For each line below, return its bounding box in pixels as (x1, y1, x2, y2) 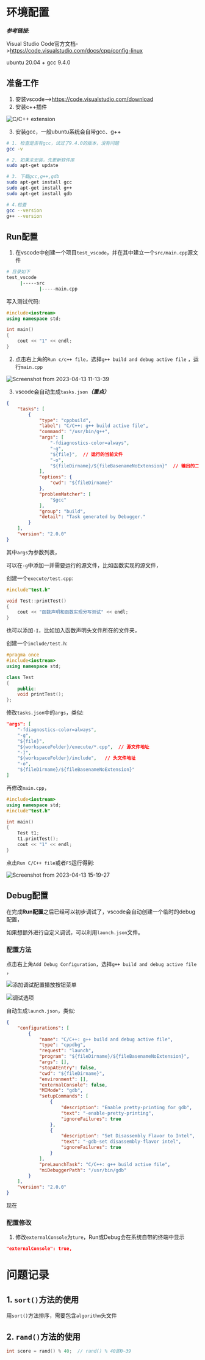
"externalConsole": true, (6, 1246, 72, 1252)
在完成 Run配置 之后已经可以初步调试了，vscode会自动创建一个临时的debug (6, 908, 196, 915)
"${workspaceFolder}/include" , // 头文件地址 (17, 755, 136, 762)
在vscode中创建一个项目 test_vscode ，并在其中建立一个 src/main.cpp (15, 249, 188, 256)
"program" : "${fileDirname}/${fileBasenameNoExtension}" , (38, 1053, 190, 1060)
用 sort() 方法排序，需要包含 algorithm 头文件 (6, 1312, 117, 1319)
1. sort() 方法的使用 (6, 1295, 79, 1305)
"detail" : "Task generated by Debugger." (38, 514, 146, 520)
